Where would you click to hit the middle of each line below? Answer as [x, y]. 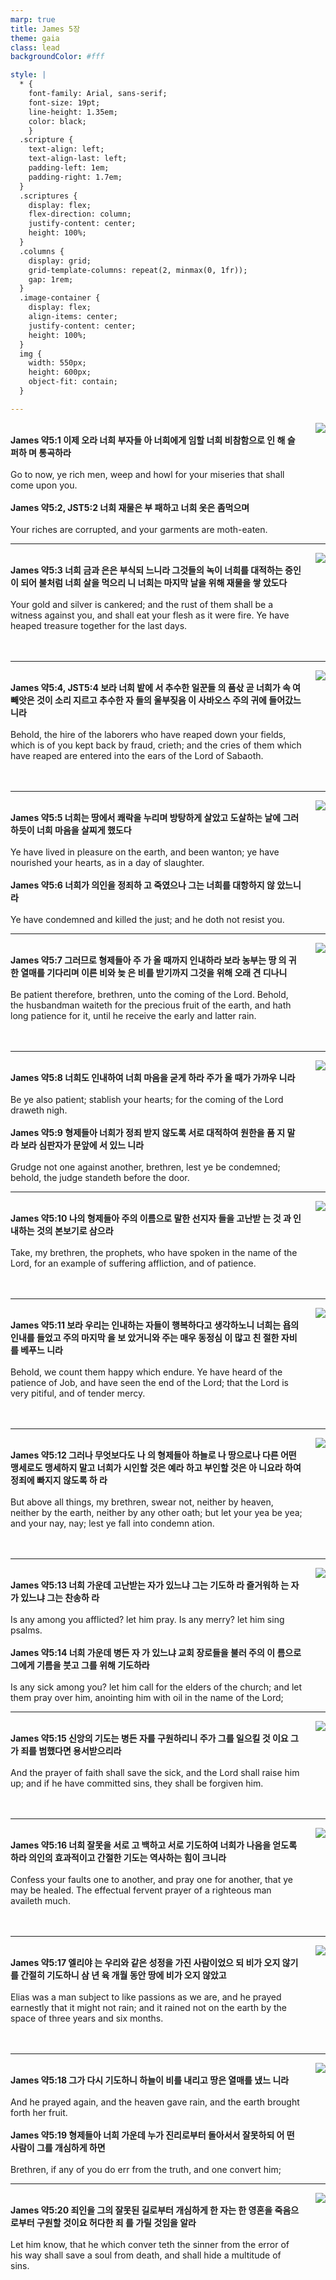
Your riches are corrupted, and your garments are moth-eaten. [139, 529]
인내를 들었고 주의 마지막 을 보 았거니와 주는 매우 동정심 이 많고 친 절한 [145, 1337]
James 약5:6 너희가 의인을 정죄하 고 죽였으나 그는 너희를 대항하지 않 [142, 885]
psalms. [26, 1630]
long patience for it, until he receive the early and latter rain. [133, 1015]
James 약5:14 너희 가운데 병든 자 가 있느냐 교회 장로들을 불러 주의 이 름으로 [156, 1652]
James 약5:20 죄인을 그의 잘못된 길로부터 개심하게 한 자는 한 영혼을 [141, 2210]
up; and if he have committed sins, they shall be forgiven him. [137, 1783]
